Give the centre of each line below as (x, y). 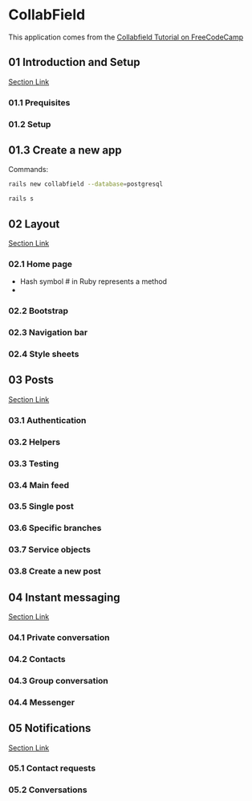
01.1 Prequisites (39, 102)
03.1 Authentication (47, 420)
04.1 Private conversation (59, 637)
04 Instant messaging (64, 597)
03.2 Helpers (35, 442)
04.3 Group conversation (58, 680)
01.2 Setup (30, 124)
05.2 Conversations (48, 790)
